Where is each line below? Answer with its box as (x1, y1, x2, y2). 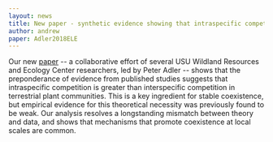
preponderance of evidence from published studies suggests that (8, 74, 228, 84)
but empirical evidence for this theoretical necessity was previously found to (8, 100, 265, 110)
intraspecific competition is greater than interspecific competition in (8, 83, 236, 93)
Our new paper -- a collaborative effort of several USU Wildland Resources (8, 57, 260, 67)
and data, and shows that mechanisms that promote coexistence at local (8, 117, 251, 127)
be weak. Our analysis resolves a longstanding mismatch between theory (8, 109, 254, 118)
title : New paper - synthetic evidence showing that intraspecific (8, 19, 242, 28)
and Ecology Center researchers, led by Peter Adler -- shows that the (8, 66, 241, 75)
